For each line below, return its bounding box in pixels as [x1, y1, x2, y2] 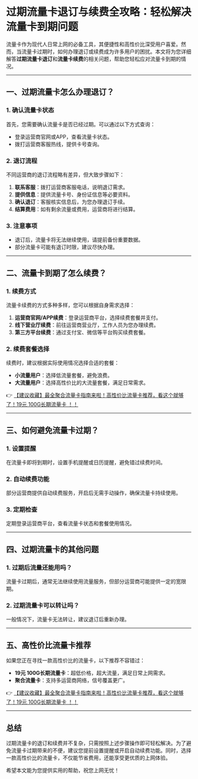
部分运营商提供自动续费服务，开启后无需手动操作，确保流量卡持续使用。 [6, 489, 181, 497]
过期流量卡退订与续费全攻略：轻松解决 [6, 5, 192, 19]
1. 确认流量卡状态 [6, 106, 55, 115]
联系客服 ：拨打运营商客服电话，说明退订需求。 [14, 183, 128, 190]
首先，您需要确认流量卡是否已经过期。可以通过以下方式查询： [6, 121, 156, 128]
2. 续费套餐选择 [6, 345, 50, 353]
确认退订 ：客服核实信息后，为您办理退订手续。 [14, 198, 128, 205]
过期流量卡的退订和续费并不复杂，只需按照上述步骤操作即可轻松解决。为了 [6, 740, 186, 747]
